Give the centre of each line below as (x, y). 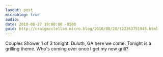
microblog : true (22, 15)
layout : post (19, 10)
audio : (12, 19)
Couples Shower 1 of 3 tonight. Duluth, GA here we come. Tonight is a (78, 43)
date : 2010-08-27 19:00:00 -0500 (41, 24)
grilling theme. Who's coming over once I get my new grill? (67, 49)
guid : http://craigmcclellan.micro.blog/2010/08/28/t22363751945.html (82, 29)
